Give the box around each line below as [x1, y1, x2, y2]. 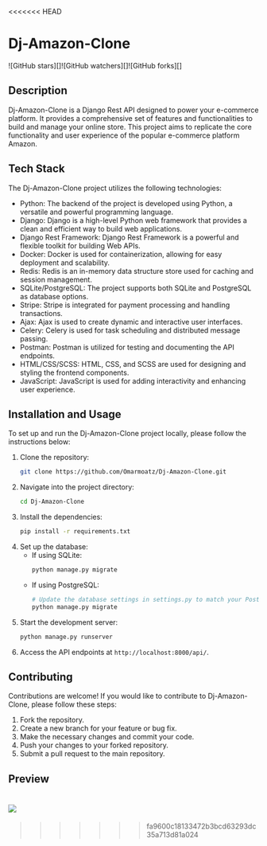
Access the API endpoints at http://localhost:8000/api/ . [19, 647, 209, 657]
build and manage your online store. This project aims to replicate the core [8, 122, 252, 131]
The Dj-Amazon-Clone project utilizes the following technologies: [8, 183, 222, 193]
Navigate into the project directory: [19, 482, 135, 492]
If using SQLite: [31, 551, 82, 559]
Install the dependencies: [19, 513, 103, 522]
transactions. [19, 308, 64, 318]
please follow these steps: [31, 700, 118, 709]
